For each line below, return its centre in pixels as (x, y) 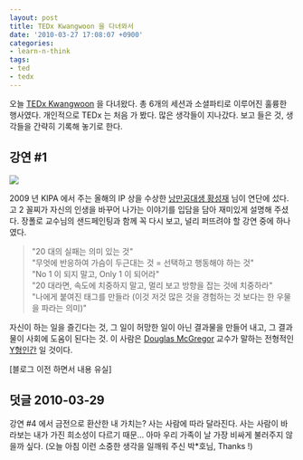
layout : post (34, 18)
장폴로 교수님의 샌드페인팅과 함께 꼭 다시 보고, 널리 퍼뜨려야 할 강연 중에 (147, 220)
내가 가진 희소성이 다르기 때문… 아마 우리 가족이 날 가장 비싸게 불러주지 (158, 435)
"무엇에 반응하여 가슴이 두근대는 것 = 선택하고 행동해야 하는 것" (143, 263)
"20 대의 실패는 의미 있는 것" (82, 251)
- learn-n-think (40, 52)
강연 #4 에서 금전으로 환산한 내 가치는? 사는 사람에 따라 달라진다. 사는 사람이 (144, 424)
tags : (19, 60)
